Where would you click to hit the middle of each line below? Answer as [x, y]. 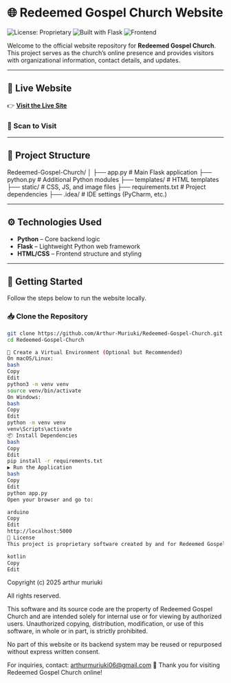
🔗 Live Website [40, 89]
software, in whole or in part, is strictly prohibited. [77, 631]
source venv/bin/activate [44, 391]
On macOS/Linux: [30, 359]
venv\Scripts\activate [40, 429]
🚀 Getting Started [45, 282]
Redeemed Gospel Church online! [55, 673]
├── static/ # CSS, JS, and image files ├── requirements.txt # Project [107, 187]
